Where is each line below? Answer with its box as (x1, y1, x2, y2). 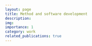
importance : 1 (5, 25, 34, 30)
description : (5, 16, 31, 21)
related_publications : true (5, 34, 62, 39)
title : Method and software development (5, 11, 88, 16)
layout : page (5, 7, 31, 12)
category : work (5, 29, 36, 34)
